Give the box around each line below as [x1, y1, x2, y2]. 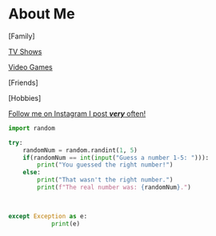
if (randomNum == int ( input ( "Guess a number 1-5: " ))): [22, 154, 210, 162]
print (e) [50, 219, 81, 228]
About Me [8, 5, 75, 23]
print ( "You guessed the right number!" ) [37, 161, 174, 169]
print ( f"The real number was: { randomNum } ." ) [37, 183, 192, 192]
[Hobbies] [8, 93, 42, 102]
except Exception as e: [8, 212, 88, 220]
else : [22, 169, 42, 177]
